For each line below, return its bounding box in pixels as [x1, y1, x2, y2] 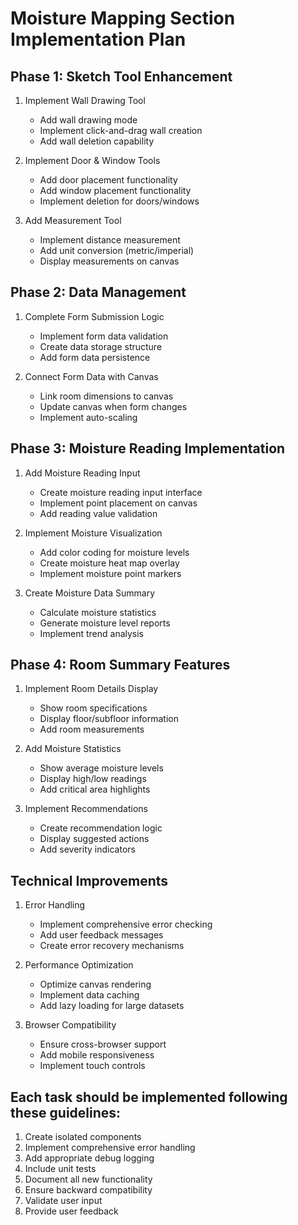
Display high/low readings [39, 773, 147, 785]
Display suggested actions [39, 833, 150, 845]
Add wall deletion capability [39, 135, 155, 147]
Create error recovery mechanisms [39, 940, 185, 952]
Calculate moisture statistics [39, 606, 157, 618]
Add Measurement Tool [24, 215, 122, 226]
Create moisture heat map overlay [39, 557, 180, 569]
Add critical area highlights [39, 783, 151, 796]
